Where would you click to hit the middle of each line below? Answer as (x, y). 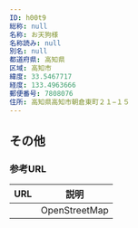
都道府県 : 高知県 (37, 60)
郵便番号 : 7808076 (42, 93)
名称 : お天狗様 (34, 34)
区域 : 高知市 (30, 69)
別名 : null (29, 52)
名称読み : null (35, 43)
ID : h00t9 (28, 18)
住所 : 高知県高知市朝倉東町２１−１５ (69, 102)
